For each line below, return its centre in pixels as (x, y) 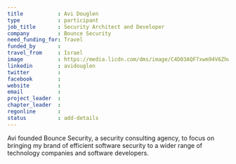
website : (34, 86)
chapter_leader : (34, 105)
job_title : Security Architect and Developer (86, 27)
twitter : (34, 72)
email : (34, 92)
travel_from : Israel (45, 53)
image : (34, 60)
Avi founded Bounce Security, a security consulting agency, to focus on (111, 138)
